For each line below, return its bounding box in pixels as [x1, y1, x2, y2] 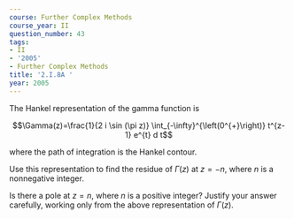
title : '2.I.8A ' [9, 71, 73, 79]
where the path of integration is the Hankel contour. [9, 147, 197, 157]
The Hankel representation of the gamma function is [9, 102, 200, 113]
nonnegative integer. [9, 173, 84, 184]
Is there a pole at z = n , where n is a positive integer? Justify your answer [9, 190, 277, 200]
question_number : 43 [9, 29, 86, 38]
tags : [9, 37, 29, 47]
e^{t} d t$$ [133, 129, 173, 140]
